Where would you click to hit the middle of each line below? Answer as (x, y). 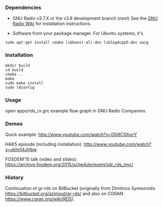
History (14, 177)
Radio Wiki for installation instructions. (52, 23)
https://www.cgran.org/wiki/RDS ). (40, 199)
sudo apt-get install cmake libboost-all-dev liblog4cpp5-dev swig (77, 42)
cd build (14, 70)
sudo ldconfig (20, 87)
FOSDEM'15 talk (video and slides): (41, 159)
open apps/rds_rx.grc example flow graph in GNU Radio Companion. (76, 110)
